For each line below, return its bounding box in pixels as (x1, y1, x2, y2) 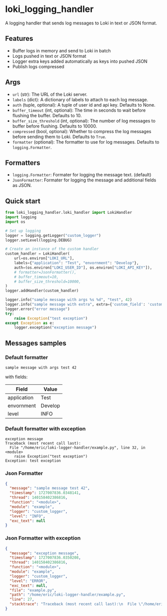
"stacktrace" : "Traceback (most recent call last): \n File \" (9, 602, 143, 607)
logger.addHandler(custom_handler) (5, 288, 79, 294)
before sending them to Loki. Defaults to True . (12, 134, 106, 140)
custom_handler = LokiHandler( (5, 251, 70, 256)
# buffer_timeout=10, (14, 274, 59, 280)
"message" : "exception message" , (9, 551, 79, 556)
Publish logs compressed (12, 63, 65, 69)
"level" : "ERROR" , (9, 578, 48, 584)
